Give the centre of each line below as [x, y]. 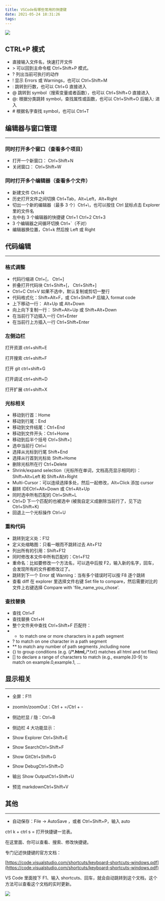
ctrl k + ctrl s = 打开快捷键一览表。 [40, 832]
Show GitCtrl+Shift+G [34, 756]
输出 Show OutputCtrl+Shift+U [43, 776]
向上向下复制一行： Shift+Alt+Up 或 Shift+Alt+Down [64, 310]
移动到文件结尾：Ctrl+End [39, 427]
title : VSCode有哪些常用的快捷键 [36, 10]
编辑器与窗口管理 [31, 128]
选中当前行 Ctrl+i [29, 446]
